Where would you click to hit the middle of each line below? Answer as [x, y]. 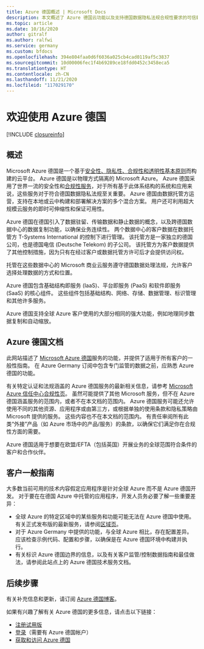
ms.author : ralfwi [29, 40]
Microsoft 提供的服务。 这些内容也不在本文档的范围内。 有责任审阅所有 [95, 416]
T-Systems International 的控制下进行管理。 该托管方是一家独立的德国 [105, 237]
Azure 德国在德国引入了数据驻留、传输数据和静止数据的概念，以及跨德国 [97, 222]
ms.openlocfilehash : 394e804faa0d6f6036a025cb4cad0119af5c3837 [88, 57]
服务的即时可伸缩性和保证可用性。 [65, 209]
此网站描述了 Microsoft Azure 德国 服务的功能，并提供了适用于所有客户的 [97, 358]
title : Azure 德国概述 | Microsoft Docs [56, 12]
